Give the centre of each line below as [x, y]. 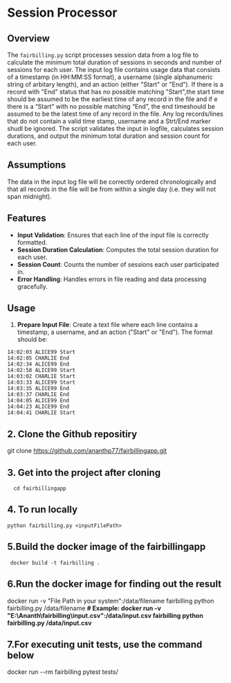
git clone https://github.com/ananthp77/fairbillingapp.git [87, 451]
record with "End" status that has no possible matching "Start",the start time [116, 92]
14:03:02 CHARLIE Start [41, 376]
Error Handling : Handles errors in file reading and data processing [112, 279]
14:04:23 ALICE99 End [38, 407]
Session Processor [62, 13]
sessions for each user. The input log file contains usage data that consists [114, 70]
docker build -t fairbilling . [55, 562]
